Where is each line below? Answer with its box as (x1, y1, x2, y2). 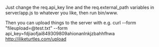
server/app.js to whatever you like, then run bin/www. (5, 10, 119, 16)
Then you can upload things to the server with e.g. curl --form (5, 20, 137, 26)
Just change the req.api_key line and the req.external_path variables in (5, 5, 154, 10)
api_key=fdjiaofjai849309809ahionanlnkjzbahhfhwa (5, 31, 115, 36)
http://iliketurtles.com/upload (5, 36, 66, 42)
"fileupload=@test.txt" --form (5, 25, 68, 31)
